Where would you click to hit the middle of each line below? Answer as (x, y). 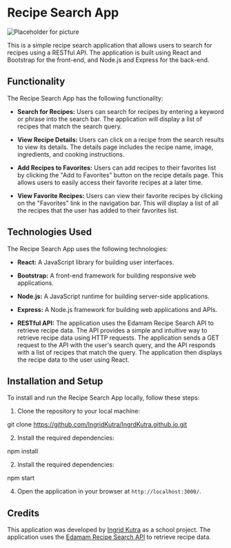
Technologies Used (49, 232)
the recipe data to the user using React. (73, 360)
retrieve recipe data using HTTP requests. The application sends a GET (118, 337)
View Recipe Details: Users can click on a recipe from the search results (120, 139)
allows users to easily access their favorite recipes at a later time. (110, 182)
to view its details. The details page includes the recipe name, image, (115, 147)
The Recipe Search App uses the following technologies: (88, 248)
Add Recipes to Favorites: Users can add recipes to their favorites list (117, 168)
